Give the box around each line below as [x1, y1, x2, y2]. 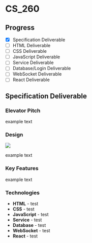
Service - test [12, 217, 42, 223]
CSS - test [12, 206, 35, 212]
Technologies [5, 189, 40, 196]
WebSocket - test [12, 228, 50, 234]
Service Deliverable [12, 59, 54, 66]
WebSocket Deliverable [12, 71, 62, 77]
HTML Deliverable [12, 43, 51, 49]
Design [5, 131, 23, 138]
